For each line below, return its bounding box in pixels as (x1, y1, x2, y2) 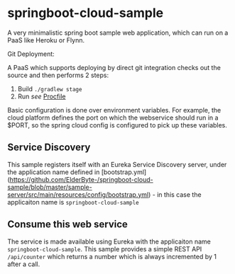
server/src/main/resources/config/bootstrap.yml (7, 190, 149, 199)
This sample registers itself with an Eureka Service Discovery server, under (7, 160, 227, 169)
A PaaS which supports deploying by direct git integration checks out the (7, 63, 222, 72)
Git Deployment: (7, 50, 55, 58)
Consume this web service (7, 218, 128, 231)
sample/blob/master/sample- (7, 183, 92, 191)
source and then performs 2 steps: (7, 71, 109, 79)
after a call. (7, 260, 40, 268)
